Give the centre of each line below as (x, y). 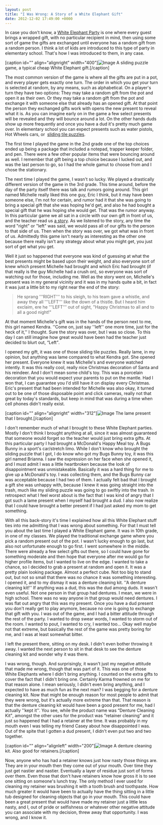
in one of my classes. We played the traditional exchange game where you (80, 536)
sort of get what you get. (30, 247)
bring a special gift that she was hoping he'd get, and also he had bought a (80, 205)
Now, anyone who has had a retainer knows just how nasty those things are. (81, 761)
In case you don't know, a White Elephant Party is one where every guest (78, 33)
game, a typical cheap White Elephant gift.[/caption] (57, 68)
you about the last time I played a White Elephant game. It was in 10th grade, (81, 531)
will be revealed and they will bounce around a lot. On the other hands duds (81, 119)
